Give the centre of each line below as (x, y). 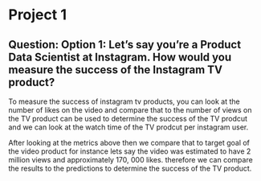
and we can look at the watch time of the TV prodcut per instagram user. (128, 127)
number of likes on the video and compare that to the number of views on (130, 110)
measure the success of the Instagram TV (116, 70)
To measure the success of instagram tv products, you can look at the (124, 101)
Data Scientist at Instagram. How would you (120, 57)
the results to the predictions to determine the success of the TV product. (130, 168)
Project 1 (37, 15)
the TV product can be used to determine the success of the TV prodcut (128, 119)
